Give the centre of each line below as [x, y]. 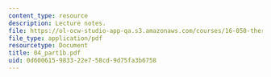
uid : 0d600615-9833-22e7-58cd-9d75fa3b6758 [83, 61]
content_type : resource [48, 16]
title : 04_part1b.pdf [45, 53]
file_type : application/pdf [56, 38]
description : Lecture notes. [57, 23]
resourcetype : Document [48, 46]
